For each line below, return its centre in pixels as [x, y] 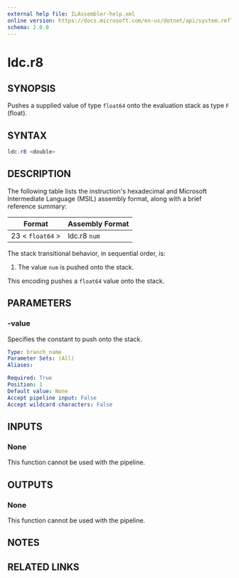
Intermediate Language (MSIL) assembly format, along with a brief [105, 198]
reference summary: [37, 206]
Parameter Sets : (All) [41, 359]
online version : [31, 21]
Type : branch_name [34, 352]
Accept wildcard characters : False [60, 405]
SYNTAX [27, 135]
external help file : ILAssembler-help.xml [71, 14]
